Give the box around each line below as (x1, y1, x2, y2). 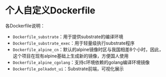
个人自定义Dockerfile (5, 5, 96, 16)
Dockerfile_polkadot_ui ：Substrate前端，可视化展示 (12, 65, 124, 72)
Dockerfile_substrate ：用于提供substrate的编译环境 (12, 33, 124, 40)
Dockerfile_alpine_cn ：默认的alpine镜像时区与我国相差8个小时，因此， (12, 46, 164, 52)
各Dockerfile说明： (5, 23, 45, 29)
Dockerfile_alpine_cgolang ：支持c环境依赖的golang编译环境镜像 (12, 59, 150, 65)
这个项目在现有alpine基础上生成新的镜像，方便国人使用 (12, 52, 129, 59)
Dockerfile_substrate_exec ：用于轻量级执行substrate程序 (12, 40, 135, 46)
